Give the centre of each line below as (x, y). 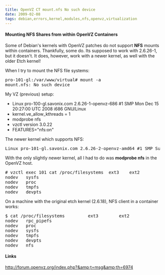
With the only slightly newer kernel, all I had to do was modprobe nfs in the (81, 158)
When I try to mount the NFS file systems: (47, 70)
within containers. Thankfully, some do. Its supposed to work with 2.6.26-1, (81, 50)
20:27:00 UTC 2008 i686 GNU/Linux (49, 109)
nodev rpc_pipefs (28, 221)
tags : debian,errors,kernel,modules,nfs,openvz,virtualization (71, 19)
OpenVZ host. (19, 163)
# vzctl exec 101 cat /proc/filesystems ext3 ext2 (72, 172)
